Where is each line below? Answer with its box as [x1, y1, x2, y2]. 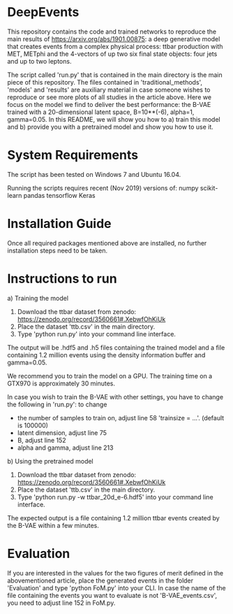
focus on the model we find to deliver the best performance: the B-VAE [7, 100, 211, 108]
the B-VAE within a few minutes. [7, 521, 99, 529]
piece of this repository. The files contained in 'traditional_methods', [7, 78, 203, 86]
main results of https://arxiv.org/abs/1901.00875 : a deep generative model [7, 34, 220, 43]
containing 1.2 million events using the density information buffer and [7, 350, 206, 359]
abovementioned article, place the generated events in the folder [7, 576, 194, 585]
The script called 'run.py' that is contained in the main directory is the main [7, 71, 223, 79]
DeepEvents [7, 4, 80, 20]
